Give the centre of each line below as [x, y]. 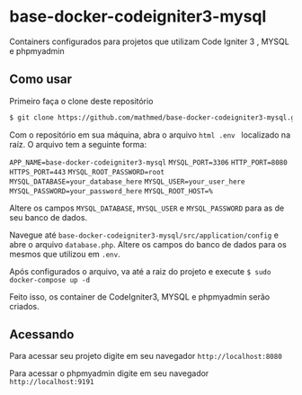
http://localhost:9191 [52, 382]
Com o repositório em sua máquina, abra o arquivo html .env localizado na [150, 135]
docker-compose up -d [50, 280]
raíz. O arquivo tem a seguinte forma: [78, 144]
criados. [25, 306]
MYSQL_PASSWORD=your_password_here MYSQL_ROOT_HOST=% [111, 191]
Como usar [41, 80]
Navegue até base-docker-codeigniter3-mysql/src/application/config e [144, 235]
